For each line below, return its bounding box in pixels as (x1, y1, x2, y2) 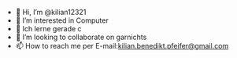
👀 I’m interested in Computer (15, 16, 109, 25)
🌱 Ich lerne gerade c (15, 24, 82, 33)
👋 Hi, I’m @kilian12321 (15, 8, 87, 16)
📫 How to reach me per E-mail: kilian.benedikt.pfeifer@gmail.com (15, 42, 229, 50)
